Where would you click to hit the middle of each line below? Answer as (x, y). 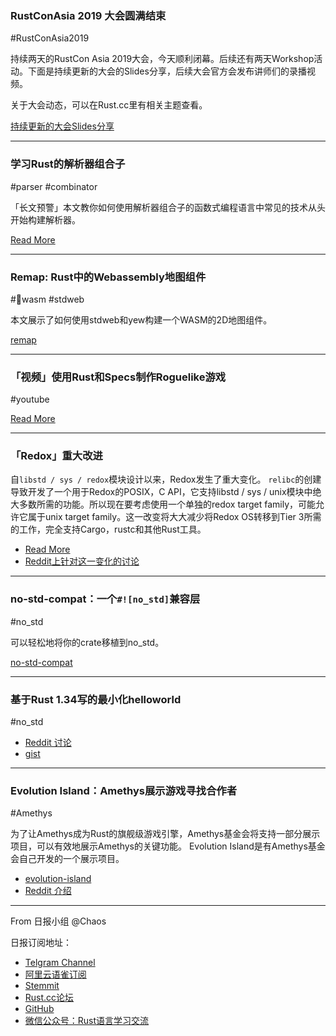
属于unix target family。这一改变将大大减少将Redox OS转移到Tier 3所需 (174, 517)
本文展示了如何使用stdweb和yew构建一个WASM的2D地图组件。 (141, 319)
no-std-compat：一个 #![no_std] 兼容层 (105, 599)
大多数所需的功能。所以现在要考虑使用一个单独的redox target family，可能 (163, 504)
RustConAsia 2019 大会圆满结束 (88, 15)
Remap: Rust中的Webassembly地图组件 (108, 277)
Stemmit (42, 986)
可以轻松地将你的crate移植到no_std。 (87, 642)
